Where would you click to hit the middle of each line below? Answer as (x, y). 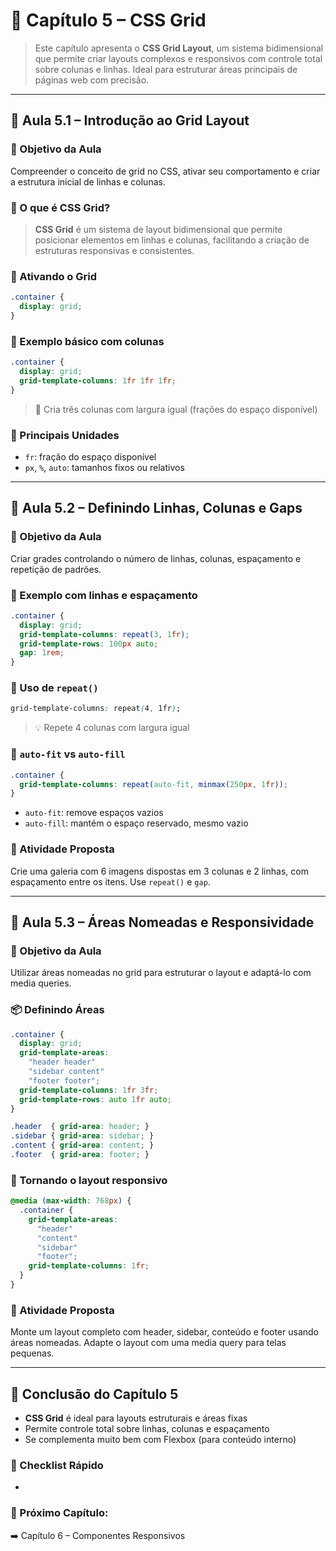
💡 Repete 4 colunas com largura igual (112, 728)
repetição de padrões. (56, 569)
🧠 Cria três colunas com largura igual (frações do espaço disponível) (176, 409)
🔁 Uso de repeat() (54, 688)
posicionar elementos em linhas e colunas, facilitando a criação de (172, 240)
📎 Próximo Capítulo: (59, 1513)
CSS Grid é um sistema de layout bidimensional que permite (158, 229)
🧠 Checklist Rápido (57, 1465)
